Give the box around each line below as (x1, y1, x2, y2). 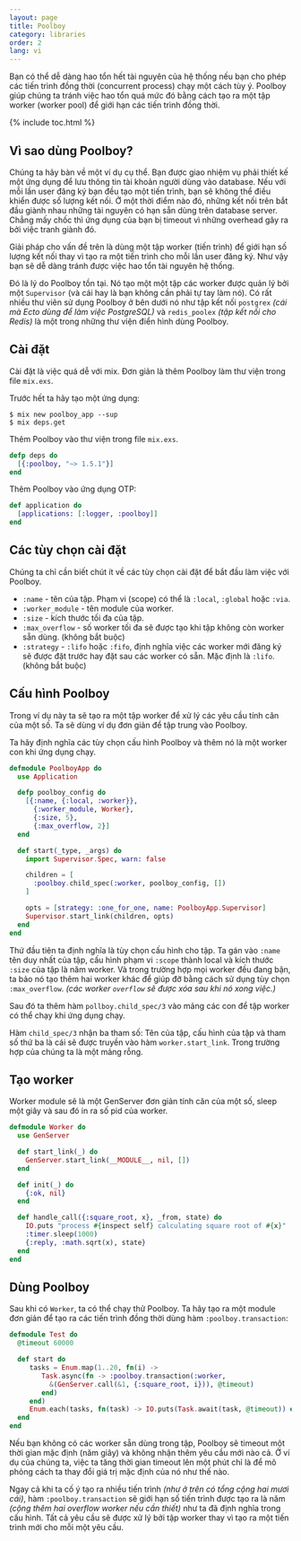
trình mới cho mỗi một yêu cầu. (9, 1522, 124, 1532)
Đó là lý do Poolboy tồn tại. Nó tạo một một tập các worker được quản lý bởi (9, 277, 289, 288)
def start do (17, 1355, 66, 1364)
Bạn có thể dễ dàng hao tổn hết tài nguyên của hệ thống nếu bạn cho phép (9, 71, 287, 82)
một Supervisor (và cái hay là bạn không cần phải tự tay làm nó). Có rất (9, 287, 272, 298)
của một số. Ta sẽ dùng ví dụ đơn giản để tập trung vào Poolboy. (9, 719, 248, 730)
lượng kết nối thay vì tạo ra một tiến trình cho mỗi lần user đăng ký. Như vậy (9, 250, 288, 261)
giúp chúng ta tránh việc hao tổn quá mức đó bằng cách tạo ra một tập (9, 91, 271, 101)
